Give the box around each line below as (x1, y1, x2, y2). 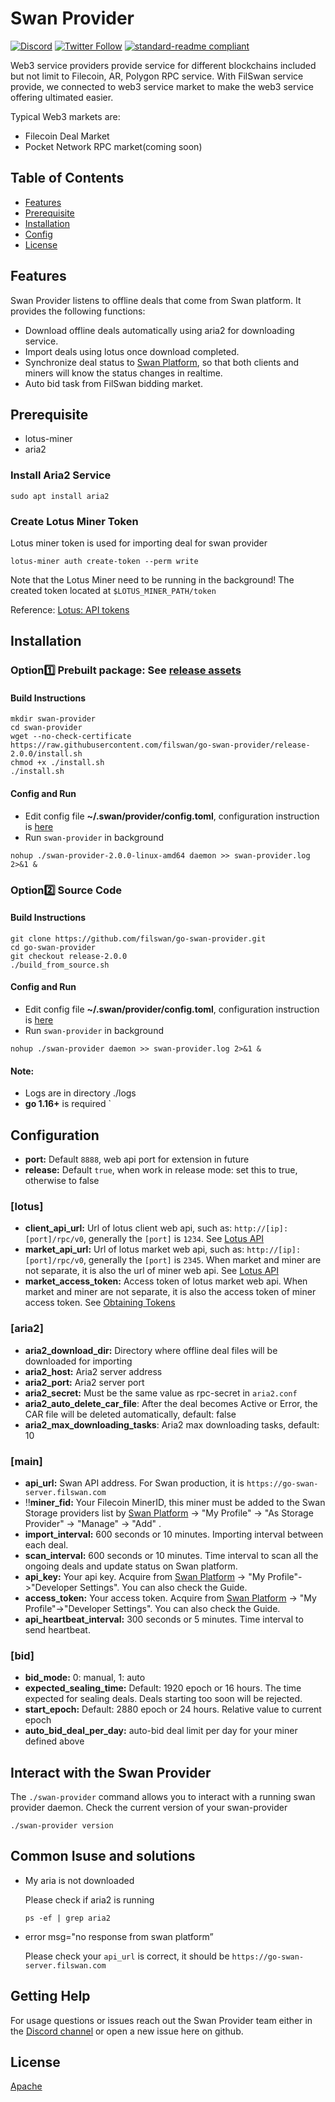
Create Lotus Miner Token (10, 514, 139, 528)
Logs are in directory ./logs (24, 1087, 137, 1099)
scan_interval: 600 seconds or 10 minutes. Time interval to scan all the (24, 1549, 319, 1561)
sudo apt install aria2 (10, 491, 110, 501)
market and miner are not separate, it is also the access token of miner (24, 1286, 317, 1298)
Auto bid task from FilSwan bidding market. (24, 377, 203, 389)
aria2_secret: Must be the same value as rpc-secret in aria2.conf (24, 1387, 298, 1399)
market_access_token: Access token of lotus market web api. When (24, 1275, 308, 1287)
